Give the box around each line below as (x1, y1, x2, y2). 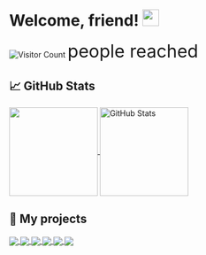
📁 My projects (9, 212, 88, 227)
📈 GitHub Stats (9, 79, 95, 94)
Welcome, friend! (9, 11, 140, 31)
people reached (67, 40, 199, 62)
